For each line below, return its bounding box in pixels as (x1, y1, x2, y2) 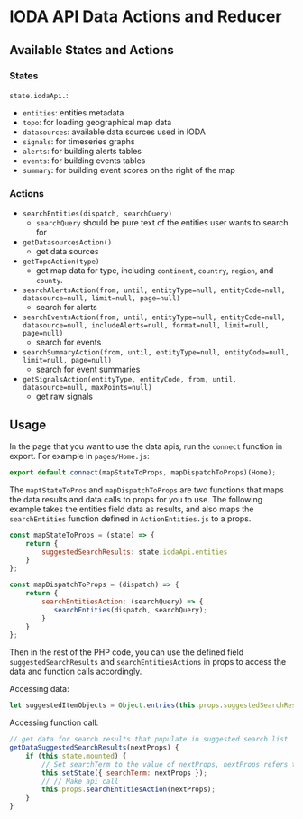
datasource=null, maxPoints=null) (22, 383, 152, 392)
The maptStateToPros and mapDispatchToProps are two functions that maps (9, 484, 284, 495)
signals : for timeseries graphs (22, 135, 135, 146)
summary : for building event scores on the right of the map (22, 164, 236, 175)
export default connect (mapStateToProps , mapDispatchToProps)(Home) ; (9, 467, 277, 477)
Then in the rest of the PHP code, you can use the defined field (9, 647, 244, 658)
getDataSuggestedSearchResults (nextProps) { (9, 743, 179, 752)
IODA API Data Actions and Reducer (9, 6, 282, 27)
